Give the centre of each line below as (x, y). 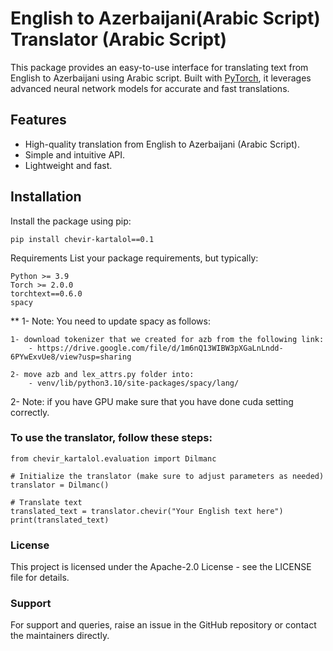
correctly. (30, 412)
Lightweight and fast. (68, 165)
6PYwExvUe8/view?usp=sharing (71, 357)
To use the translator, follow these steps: (111, 438)
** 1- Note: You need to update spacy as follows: (110, 321)
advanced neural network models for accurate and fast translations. (150, 88)
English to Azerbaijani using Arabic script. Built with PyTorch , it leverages (161, 78)
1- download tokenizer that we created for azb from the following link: (167, 339)
